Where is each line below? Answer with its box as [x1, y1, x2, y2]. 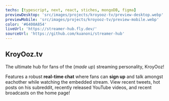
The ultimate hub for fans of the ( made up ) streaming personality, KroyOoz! [5, 63, 165, 69]
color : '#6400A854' [5, 21, 47, 27]
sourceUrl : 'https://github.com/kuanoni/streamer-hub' [5, 31, 125, 36]
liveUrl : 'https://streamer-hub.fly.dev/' [5, 27, 97, 32]
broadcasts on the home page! [5, 90, 70, 96]
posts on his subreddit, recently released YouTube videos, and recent [5, 84, 152, 90]
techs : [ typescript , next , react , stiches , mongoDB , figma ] [5, 7, 137, 13]
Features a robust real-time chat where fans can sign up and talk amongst [5, 73, 163, 80]
